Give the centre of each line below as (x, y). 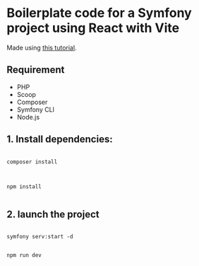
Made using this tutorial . (42, 47)
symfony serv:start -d (40, 237)
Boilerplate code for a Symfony (99, 13)
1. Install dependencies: (60, 139)
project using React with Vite (93, 28)
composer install (32, 162)
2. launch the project (53, 214)
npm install (24, 186)
